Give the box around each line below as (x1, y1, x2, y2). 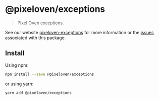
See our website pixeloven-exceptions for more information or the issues (5, 29, 154, 35)
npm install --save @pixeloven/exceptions (5, 72, 94, 77)
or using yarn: (5, 81, 34, 87)
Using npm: (5, 62, 29, 68)
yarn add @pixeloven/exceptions (5, 90, 72, 95)
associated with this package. (5, 35, 66, 41)
